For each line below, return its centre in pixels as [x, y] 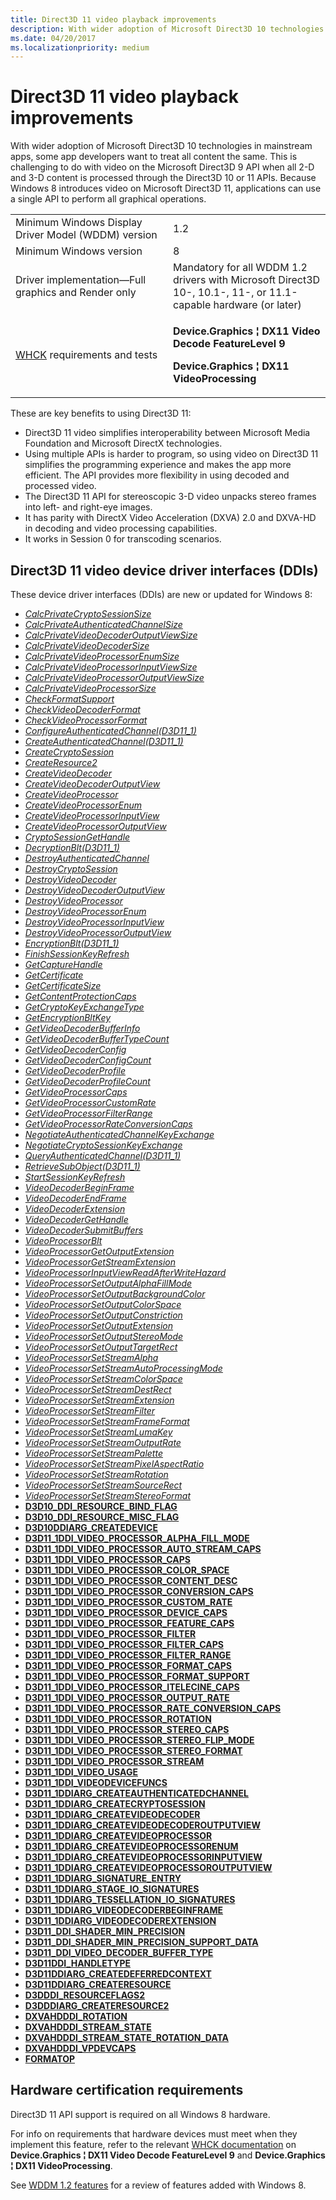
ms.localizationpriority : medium [80, 47]
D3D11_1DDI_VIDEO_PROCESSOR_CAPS [107, 1559]
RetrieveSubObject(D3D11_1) [82, 1166]
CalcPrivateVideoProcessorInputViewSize [111, 667]
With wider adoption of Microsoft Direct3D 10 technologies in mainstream [161, 146]
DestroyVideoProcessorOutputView [98, 932]
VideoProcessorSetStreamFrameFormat [107, 1421]
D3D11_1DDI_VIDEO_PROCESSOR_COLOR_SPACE [127, 1570]
